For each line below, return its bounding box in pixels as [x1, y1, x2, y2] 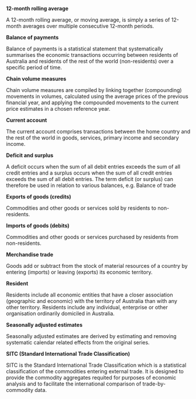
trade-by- [142, 380, 166, 387]
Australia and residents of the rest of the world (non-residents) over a [6, 58, 174, 64]
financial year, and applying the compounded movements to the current [6, 99, 179, 106]
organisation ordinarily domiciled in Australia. [6, 310, 115, 317]
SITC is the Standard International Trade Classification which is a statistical [6, 362, 187, 369]
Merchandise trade [6, 251, 54, 258]
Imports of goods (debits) [6, 222, 70, 229]
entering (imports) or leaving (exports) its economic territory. [6, 269, 153, 275]
